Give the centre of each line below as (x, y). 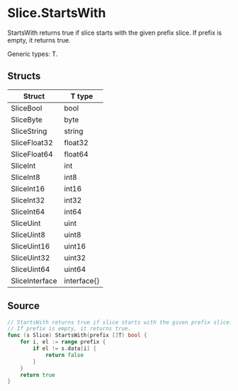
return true (38, 375)
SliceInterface (34, 280)
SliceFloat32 (32, 142)
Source (24, 306)
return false (64, 355)
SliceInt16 (28, 188)
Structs (24, 76)
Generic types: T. (33, 54)
